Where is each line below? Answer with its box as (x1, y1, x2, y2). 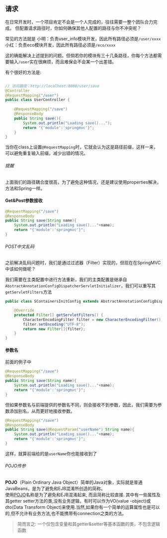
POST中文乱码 (5, 243, 35, 249)
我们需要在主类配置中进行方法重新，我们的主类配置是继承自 (5, 277, 127, 283)
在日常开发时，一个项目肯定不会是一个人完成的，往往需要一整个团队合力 (5, 19, 153, 25)
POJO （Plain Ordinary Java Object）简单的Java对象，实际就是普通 (5, 479, 143, 485)
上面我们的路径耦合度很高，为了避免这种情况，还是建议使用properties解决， (5, 179, 162, 185)
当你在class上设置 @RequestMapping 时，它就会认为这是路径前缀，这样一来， (5, 144, 158, 150)
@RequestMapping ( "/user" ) (5, 93, 59, 98)
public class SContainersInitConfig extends (5, 299, 99, 304)
